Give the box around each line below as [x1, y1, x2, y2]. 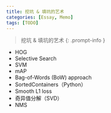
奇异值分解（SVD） [14, 95, 63, 102]
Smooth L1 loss [14, 87, 53, 95]
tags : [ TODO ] [6, 20, 39, 26]
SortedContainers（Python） [14, 81, 87, 88]
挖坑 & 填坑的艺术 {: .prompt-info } [20, 37, 106, 44]
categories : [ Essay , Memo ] [6, 14, 73, 20]
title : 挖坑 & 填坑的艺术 [6, 8, 64, 15]
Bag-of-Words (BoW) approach [14, 74, 92, 81]
